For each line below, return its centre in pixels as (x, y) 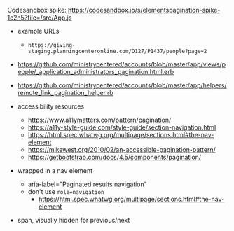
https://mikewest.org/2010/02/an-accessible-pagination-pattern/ (122, 149)
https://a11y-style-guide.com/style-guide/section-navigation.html (122, 127)
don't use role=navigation (66, 191)
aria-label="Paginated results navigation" (87, 184)
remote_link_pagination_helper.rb (65, 93)
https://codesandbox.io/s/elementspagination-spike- (144, 10)
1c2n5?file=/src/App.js (40, 17)
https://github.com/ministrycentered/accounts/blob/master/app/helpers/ (122, 85)
